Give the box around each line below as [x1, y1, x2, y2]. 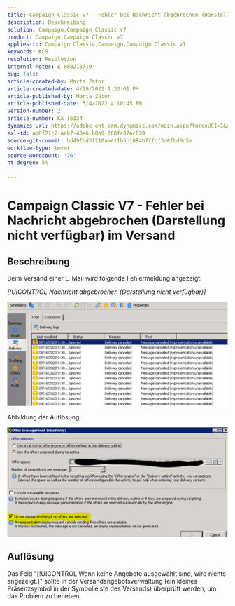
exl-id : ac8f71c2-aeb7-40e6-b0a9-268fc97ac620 [7, 130, 145, 137]
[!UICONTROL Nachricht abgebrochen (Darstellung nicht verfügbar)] [7, 288, 206, 296]
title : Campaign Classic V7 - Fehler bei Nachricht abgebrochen [7, 11, 199, 18]
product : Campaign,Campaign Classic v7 [7, 34, 124, 41]
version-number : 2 [7, 107, 61, 115]
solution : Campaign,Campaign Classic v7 [7, 26, 127, 33]
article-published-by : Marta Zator [7, 93, 111, 100]
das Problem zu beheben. [7, 591, 82, 600]
